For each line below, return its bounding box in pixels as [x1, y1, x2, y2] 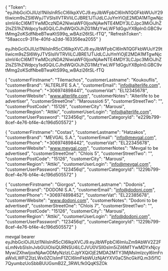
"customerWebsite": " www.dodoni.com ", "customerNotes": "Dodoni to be [5, 197, 157, 203]
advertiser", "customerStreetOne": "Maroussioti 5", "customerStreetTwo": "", [5, 98, 163, 104]
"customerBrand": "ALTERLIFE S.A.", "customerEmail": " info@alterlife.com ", [5, 82, 161, 88]
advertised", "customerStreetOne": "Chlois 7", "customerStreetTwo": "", [5, 203, 153, 208]
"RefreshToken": [108, 31, 142, 37]
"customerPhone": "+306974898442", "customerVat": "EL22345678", [5, 140, 150, 146]
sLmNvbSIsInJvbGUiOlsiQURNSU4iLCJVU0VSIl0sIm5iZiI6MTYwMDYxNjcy [5, 244, 160, 250]
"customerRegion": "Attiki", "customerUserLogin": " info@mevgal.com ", [5, 161, 152, 167]
